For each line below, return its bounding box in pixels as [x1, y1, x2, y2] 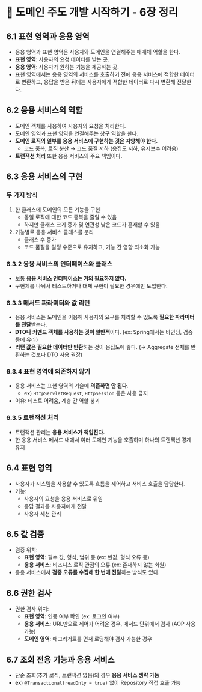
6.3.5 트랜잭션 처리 [6, 414, 59, 422]
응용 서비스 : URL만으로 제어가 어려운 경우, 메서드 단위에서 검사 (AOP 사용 [23, 620, 196, 628]
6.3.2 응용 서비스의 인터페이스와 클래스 [6, 259, 113, 268]
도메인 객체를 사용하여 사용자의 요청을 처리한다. [14, 122, 126, 129]
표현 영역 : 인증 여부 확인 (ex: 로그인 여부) [23, 613, 120, 620]
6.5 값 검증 [6, 529, 44, 539]
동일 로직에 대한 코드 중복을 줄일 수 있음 [23, 213, 117, 220]
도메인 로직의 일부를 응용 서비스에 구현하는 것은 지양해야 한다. [14, 137, 158, 144]
